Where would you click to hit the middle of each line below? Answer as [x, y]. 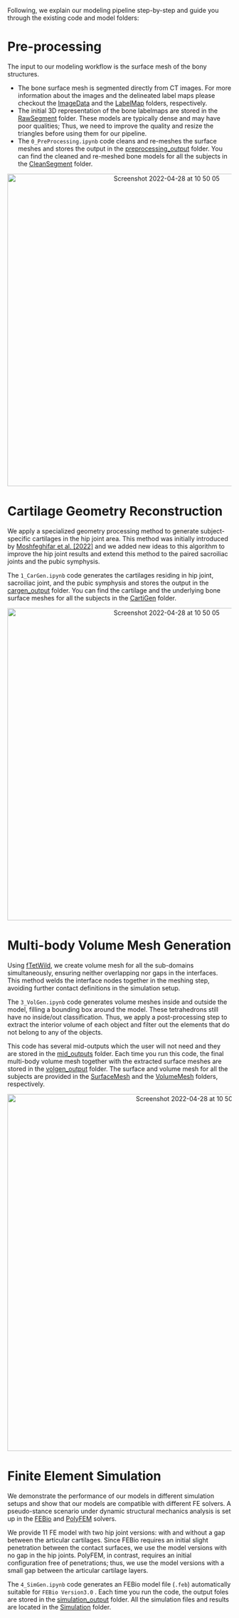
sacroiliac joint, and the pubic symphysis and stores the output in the [108, 583]
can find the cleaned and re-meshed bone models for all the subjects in [122, 156]
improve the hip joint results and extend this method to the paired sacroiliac [118, 553]
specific [19, 538]
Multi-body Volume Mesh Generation [119, 946]
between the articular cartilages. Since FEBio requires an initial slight [108, 1540]
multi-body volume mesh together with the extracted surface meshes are [115, 1061]
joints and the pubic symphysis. [54, 561]
